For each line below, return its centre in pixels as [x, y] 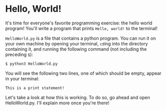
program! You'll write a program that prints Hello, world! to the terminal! [81, 28]
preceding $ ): [19, 54]
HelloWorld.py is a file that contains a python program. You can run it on [81, 38]
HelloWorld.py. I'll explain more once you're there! [57, 103]
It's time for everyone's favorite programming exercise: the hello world [79, 23]
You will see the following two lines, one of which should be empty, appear [83, 73]
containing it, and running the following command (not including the [76, 49]
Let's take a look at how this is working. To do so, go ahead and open [78, 97]
